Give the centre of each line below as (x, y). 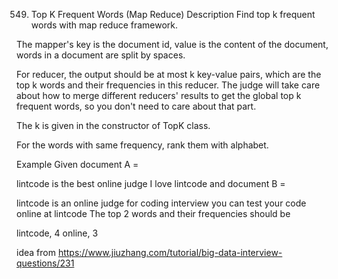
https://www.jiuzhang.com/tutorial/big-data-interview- (170, 252)
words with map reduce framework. (104, 25)
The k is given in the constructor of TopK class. (113, 125)
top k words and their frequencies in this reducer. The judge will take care (168, 85)
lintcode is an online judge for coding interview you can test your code (161, 203)
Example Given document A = (77, 164)
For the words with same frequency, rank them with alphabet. (142, 145)
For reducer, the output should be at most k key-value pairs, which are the (169, 74)
